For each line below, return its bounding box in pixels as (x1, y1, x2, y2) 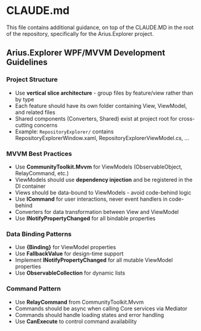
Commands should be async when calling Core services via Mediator (14, 304, 188, 312)
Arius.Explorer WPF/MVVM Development (6, 48, 165, 58)
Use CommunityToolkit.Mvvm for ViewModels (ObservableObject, (14, 163, 183, 170)
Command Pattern (6, 284, 62, 293)
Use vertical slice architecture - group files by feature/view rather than (14, 89, 194, 96)
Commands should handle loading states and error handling (14, 311, 164, 318)
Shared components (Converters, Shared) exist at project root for (14, 115, 177, 122)
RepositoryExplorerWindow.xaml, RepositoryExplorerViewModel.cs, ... (14, 134, 190, 141)
